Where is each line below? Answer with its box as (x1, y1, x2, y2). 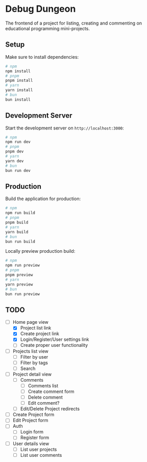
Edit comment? (28, 400, 60, 406)
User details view (12, 441, 50, 447)
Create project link (20, 331, 60, 337)
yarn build (5, 229, 29, 234)
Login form (20, 429, 43, 435)
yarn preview (5, 282, 33, 287)
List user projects (20, 446, 57, 452)
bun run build (5, 239, 36, 244)
